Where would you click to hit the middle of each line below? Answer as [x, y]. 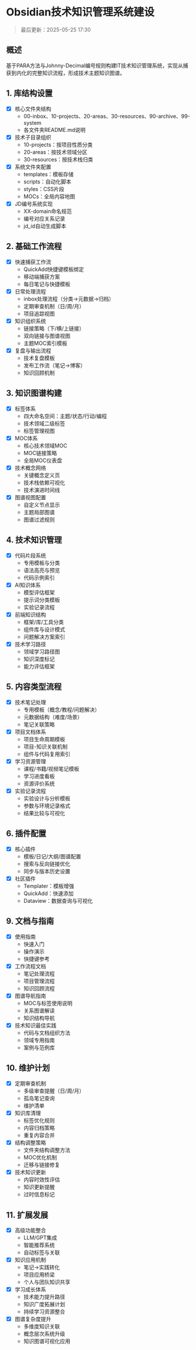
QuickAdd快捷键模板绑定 [54, 269]
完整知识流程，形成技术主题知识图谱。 [78, 73]
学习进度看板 [39, 776]
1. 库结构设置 [30, 93]
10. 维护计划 [28, 1068]
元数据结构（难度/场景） [53, 717]
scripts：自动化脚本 [48, 182]
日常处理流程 [30, 291]
